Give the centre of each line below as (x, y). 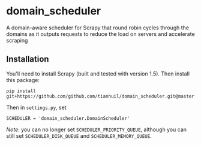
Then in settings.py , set (37, 107)
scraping (17, 40)
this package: (23, 80)
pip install (21, 91)
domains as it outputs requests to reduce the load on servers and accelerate (100, 34)
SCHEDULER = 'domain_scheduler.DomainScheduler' (68, 118)
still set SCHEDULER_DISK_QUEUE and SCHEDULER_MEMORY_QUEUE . (79, 135)
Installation (28, 59)
